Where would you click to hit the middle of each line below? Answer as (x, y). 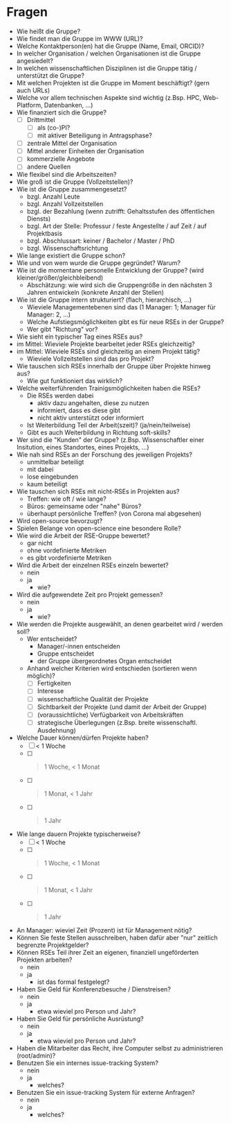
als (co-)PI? (54, 128)
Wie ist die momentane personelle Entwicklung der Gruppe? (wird (110, 271)
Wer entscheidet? (52, 639)
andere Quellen (48, 167)
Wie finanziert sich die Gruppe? (61, 112)
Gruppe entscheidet (66, 654)
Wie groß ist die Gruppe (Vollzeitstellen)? (75, 182)
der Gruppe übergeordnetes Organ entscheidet (104, 661)
